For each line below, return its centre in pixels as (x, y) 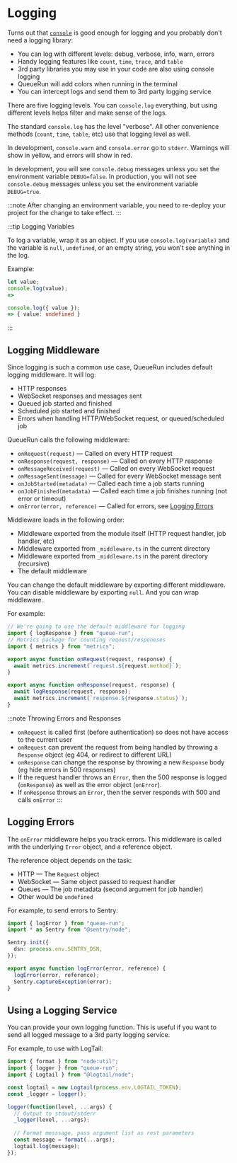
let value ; (23, 282)
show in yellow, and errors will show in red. (70, 155)
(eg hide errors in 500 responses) (67, 769)
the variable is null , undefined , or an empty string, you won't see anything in (119, 247)
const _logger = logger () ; (47, 1094)
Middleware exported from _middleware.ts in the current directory (114, 549)
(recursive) (34, 563)
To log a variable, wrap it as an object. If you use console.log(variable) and (118, 240)
